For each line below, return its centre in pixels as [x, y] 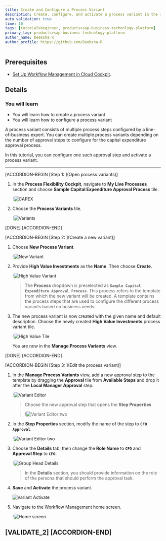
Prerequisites [26, 62]
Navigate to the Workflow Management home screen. [67, 507]
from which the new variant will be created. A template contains [89, 296]
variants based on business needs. [60, 307]
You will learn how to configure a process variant [62, 120]
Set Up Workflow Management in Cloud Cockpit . [62, 74]
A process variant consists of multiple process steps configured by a [75, 130]
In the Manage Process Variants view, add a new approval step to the [83, 375]
